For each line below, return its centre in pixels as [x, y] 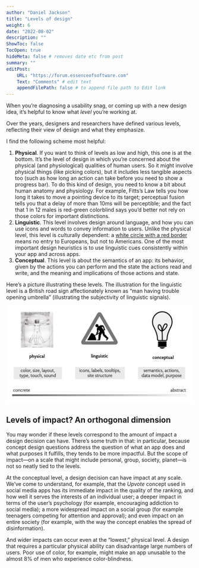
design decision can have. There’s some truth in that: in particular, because [98, 441]
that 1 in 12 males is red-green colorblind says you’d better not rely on [100, 210]
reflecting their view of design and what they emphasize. [76, 130]
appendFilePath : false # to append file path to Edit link [91, 88]
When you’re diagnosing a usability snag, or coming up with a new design [97, 106]
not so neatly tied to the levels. [44, 466]
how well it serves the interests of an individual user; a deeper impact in [94, 497]
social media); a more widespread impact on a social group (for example [95, 509]
